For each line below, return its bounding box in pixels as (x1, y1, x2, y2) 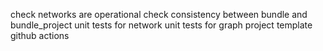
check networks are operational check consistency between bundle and (10, 9, 308, 20)
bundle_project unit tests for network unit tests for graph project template (10, 19, 313, 31)
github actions (10, 30, 70, 41)
